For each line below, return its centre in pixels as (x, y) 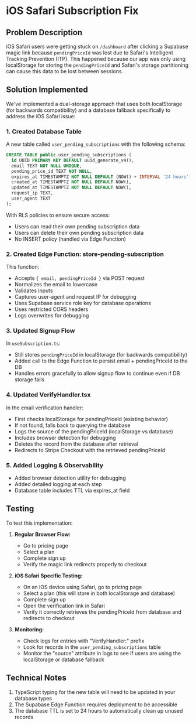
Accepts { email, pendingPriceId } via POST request (79, 278)
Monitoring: (29, 629)
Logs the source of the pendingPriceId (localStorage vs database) (94, 431)
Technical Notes (36, 678)
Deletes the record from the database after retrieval (76, 444)
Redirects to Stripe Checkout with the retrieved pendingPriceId (90, 450)
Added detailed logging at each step (58, 484)
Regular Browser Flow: (43, 534)
